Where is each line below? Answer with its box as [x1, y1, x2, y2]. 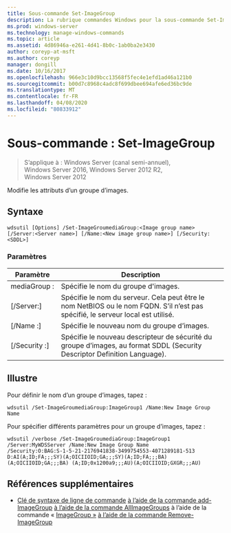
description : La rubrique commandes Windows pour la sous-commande [7, 16, 205, 23]
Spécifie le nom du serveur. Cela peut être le [60, 293, 205, 302]
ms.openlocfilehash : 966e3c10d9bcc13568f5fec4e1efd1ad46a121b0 [7, 73, 192, 81]
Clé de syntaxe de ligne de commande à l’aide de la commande [16, 496, 197, 505]
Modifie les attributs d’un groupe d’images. [7, 186, 129, 194]
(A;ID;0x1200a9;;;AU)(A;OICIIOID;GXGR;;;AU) [71, 460, 201, 466]
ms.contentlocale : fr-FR [7, 93, 78, 100]
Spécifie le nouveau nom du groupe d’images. [60, 321, 210, 330]
